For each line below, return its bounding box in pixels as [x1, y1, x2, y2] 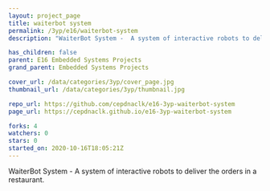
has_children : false [8, 49, 78, 57]
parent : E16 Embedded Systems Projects [8, 56, 142, 64]
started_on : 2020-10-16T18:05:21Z [8, 144, 125, 152]
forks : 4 [8, 122, 38, 130]
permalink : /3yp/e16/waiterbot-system [8, 26, 138, 35]
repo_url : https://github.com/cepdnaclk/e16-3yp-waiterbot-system [8, 100, 235, 108]
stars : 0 [8, 137, 38, 145]
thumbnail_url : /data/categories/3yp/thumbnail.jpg [8, 85, 185, 93]
